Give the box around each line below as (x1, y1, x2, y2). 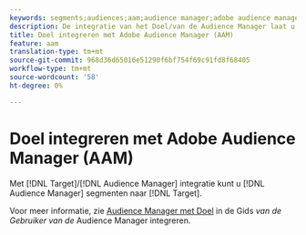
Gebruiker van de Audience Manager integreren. (9, 215, 191, 226)
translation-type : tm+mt (9, 47, 104, 56)
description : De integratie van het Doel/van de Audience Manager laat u (9, 22, 296, 31)
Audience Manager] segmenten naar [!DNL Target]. (9, 188, 203, 199)
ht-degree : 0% (9, 81, 64, 90)
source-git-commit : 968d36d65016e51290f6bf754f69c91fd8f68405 (9, 56, 250, 65)
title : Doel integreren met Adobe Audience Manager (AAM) (9, 30, 234, 39)
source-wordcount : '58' (9, 73, 100, 82)
